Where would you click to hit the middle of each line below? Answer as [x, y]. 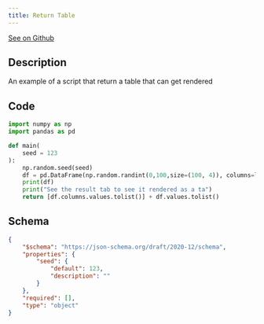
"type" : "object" [51, 305]
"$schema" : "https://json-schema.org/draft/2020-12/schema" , [124, 247]
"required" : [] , [49, 298]
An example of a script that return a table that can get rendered [111, 81]
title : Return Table [42, 15]
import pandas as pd [42, 132]
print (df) [38, 182]
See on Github [31, 38]
